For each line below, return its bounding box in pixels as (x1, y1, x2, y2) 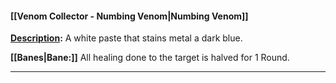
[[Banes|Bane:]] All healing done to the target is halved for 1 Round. (10, 52, 290, 64)
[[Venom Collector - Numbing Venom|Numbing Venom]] (10, 10, 249, 22)
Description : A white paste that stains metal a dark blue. (10, 32, 243, 44)
